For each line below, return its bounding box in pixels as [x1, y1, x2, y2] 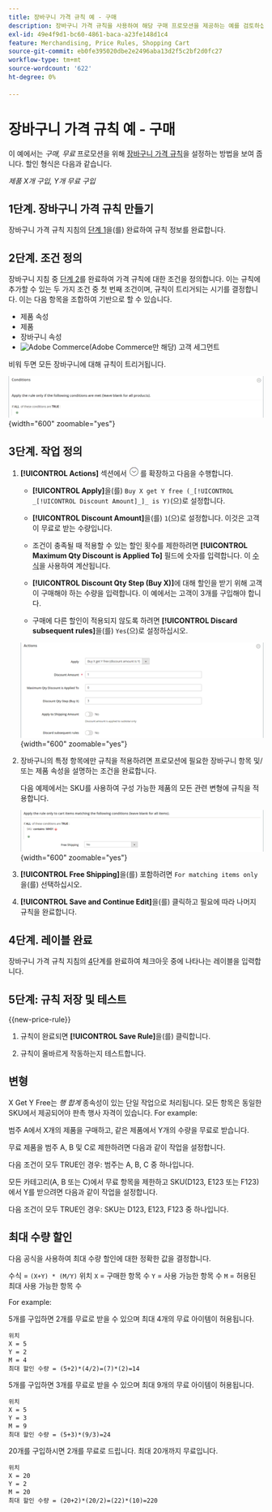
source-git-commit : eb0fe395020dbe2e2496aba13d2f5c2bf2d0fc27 [8, 47, 223, 56]
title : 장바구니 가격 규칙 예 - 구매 [8, 13, 117, 21]
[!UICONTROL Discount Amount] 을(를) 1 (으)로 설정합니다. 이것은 [32, 513, 245, 523]
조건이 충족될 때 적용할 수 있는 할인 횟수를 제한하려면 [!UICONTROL [32, 541, 249, 551]
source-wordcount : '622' [8, 65, 92, 73]
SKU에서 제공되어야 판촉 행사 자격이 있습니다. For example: [8, 1108, 198, 1117]
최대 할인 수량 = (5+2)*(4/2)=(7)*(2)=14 [8, 1364, 140, 1372]
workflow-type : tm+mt [8, 56, 82, 64]
